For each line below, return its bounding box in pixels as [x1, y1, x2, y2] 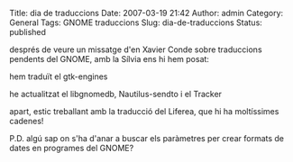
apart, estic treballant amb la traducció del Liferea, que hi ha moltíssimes [9, 106, 279, 116]
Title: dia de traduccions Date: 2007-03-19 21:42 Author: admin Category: [9, 8, 284, 18]
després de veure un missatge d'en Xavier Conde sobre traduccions [9, 44, 263, 55]
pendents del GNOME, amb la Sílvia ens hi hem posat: [9, 54, 210, 64]
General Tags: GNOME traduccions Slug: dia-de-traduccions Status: [9, 17, 263, 28]
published [9, 27, 47, 37]
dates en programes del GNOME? [9, 143, 134, 153]
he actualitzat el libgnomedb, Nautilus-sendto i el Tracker [9, 89, 223, 99]
